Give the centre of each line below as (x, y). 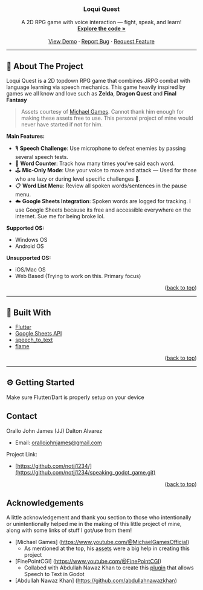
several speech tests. (41, 157)
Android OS (29, 246)
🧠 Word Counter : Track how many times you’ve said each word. (95, 164)
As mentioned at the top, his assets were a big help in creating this (107, 548)
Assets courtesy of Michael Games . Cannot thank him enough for (102, 112)
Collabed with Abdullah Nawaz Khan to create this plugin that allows (109, 568)
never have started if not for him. (62, 125)
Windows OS (31, 240)
